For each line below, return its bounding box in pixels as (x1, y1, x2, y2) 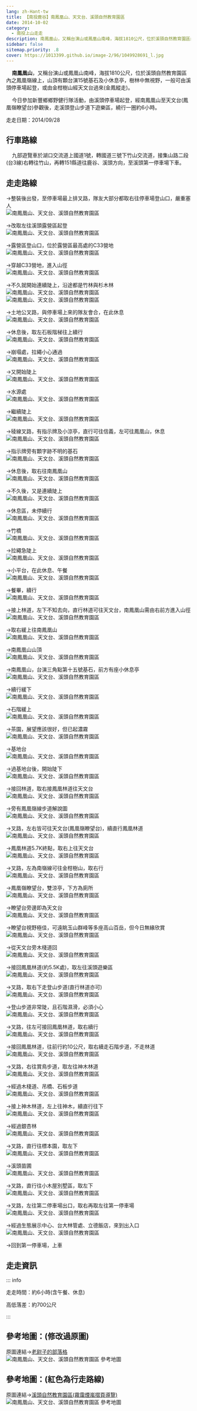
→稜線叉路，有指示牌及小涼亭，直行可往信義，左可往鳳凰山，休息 (6, 428, 165, 435)
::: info (6, 1277, 22, 1284)
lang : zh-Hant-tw (6, 8, 49, 15)
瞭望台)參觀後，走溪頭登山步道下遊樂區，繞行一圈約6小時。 (16, 104, 160, 111)
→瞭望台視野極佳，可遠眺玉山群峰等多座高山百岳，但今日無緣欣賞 (6, 924, 165, 931)
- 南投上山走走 (11, 31, 43, 36)
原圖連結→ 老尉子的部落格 (6, 1348, 68, 1355)
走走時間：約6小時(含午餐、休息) (6, 1289, 85, 1296)
